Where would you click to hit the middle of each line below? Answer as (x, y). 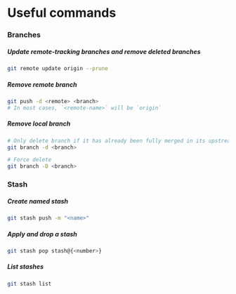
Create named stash (38, 201)
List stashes (26, 267)
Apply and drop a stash (42, 234)
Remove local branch (39, 123)
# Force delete (29, 160)
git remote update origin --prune (58, 69)
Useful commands (62, 13)
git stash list (29, 283)
